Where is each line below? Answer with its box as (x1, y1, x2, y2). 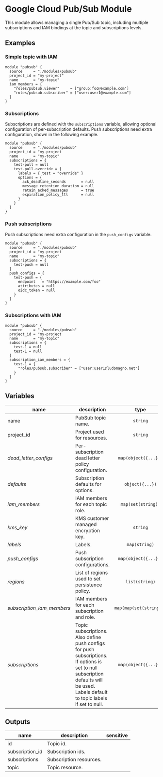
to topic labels (75, 695, 108, 702)
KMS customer (75, 515, 109, 522)
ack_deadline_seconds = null (22, 179, 95, 184)
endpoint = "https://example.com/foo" (17, 279, 101, 284)
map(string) (127, 542, 154, 547)
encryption (75, 527, 100, 534)
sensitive (106, 732, 128, 739)
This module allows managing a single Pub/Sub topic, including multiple (5, 20, 149, 25)
